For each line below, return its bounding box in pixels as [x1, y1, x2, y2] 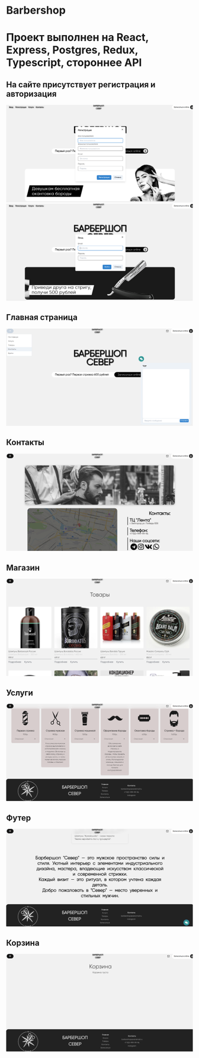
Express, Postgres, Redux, [6, 43, 138, 57]
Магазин [6, 562, 40, 573]
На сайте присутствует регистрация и [6, 80, 156, 90]
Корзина [6, 937, 40, 948]
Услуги [6, 688, 34, 698]
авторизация [6, 88, 57, 99]
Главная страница [6, 312, 78, 322]
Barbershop [6, 4, 66, 17]
